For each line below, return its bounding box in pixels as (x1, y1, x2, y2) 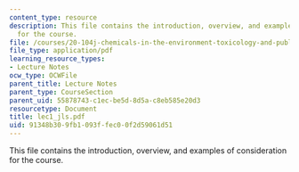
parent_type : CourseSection (9, 87, 114, 96)
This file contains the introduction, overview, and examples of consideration (9, 145, 287, 156)
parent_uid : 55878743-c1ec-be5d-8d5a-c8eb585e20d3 (9, 95, 201, 105)
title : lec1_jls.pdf (9, 112, 86, 121)
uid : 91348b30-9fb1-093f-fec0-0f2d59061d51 (9, 121, 174, 130)
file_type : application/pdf (9, 46, 114, 55)
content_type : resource (9, 12, 98, 22)
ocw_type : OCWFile (9, 71, 77, 80)
